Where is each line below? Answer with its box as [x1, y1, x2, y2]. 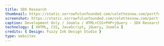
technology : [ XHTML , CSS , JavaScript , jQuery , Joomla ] [5, 25, 123, 30]
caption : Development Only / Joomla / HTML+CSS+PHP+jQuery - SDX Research [5, 20, 161, 25]
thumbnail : [5, 11, 27, 16]
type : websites [5, 34, 36, 39]
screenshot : [5, 16, 29, 21]
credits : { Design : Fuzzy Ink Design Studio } [5, 29, 102, 34]
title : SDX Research [5, 7, 47, 12]
